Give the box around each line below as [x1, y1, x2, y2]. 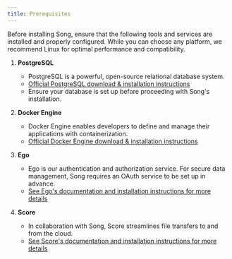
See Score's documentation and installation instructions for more [28, 236, 217, 245]
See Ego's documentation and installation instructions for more [28, 186, 212, 195]
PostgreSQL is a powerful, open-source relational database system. [28, 72, 225, 80]
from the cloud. [28, 229, 73, 237]
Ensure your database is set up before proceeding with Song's [28, 87, 210, 95]
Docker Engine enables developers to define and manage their [28, 121, 210, 131]
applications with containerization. [28, 129, 128, 138]
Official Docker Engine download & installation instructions [28, 137, 199, 145]
